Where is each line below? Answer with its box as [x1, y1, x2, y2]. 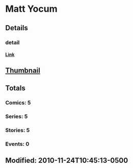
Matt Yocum [5, 3, 58, 15]
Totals [5, 83, 25, 92]
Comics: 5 [5, 99, 31, 106]
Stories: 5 [5, 127, 30, 134]
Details [5, 24, 28, 32]
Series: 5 [5, 113, 28, 120]
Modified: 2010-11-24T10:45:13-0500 [5, 156, 128, 164]
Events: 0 [5, 140, 30, 148]
